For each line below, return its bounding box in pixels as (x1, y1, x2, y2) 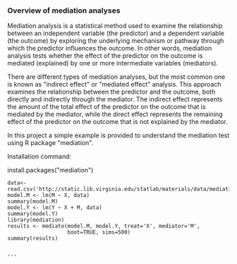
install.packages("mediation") (7, 166, 94, 175)
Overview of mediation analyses (7, 6, 121, 15)
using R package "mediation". (7, 139, 94, 147)
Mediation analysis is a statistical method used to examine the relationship (7, 22, 224, 30)
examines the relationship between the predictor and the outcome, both (7, 87, 216, 96)
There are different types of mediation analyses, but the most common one (7, 73, 226, 81)
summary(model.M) (7, 198, 59, 206)
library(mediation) (7, 217, 65, 224)
